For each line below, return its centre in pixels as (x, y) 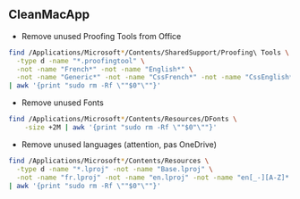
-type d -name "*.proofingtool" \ (81, 61)
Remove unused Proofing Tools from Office (101, 36)
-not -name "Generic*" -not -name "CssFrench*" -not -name (129, 78)
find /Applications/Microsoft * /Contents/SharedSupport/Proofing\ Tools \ (149, 53)
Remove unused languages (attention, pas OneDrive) (119, 144)
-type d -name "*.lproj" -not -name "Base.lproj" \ (115, 169)
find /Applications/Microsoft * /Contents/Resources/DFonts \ (123, 120)
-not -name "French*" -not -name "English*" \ (105, 69)
